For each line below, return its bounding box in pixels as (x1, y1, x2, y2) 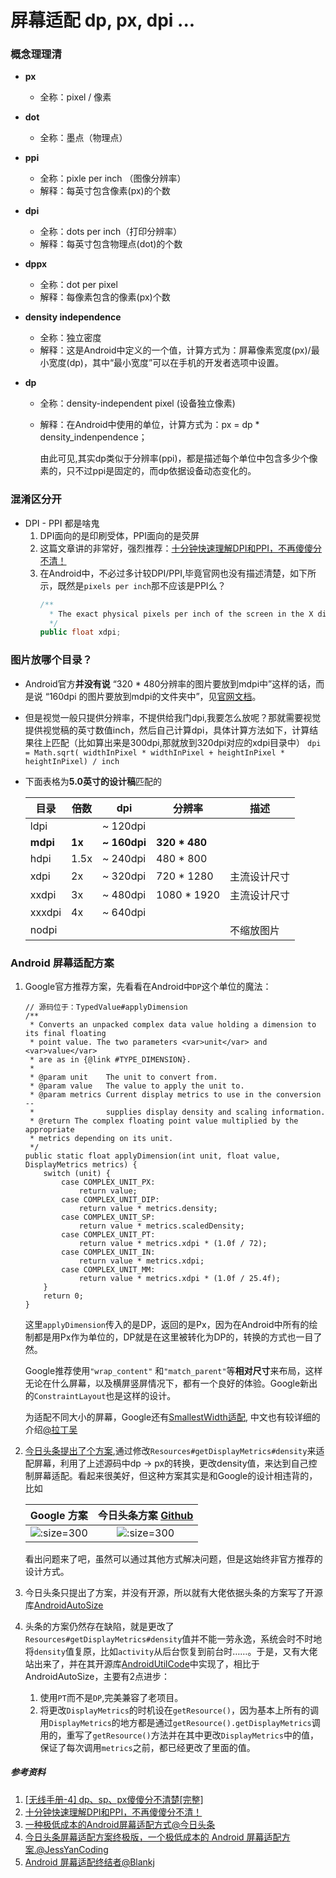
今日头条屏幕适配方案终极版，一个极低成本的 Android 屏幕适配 (24, 1831, 282, 1843)
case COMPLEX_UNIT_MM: (61, 1264, 156, 1275)
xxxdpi (29, 905, 62, 919)
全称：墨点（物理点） (39, 132, 128, 144)
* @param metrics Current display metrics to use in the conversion (29, 1089, 322, 1100)
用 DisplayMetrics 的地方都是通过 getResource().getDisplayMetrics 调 (39, 1716, 321, 1728)
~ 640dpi (101, 905, 147, 919)
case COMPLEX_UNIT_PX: (61, 1177, 156, 1187)
